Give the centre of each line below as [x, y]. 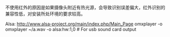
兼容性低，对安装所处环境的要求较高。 [45, 14]
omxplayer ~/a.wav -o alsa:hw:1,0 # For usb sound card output [71, 29]
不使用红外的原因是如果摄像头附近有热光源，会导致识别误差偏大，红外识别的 [85, 7]
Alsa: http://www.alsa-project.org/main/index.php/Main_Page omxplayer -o [84, 24]
